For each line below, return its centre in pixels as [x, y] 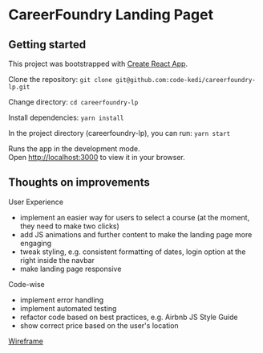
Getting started [47, 45]
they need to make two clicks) [70, 226]
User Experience [36, 202]
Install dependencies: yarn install [66, 117]
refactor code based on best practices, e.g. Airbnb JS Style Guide [129, 317]
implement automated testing [68, 308]
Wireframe [26, 341]
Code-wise [27, 284]
